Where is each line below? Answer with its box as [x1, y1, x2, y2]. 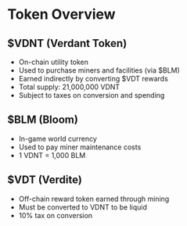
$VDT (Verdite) [7, 174, 83, 187]
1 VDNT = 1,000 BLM [18, 150, 86, 160]
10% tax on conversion [18, 210, 93, 220]
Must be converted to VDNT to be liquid [18, 202, 148, 212]
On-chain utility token [18, 57, 89, 66]
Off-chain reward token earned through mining [18, 194, 170, 203]
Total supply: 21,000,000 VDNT [18, 82, 120, 91]
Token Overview [7, 5, 116, 23]
